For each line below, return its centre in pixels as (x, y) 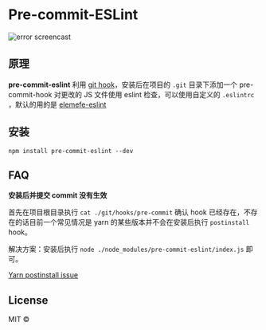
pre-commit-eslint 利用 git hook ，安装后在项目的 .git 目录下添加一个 (123, 84)
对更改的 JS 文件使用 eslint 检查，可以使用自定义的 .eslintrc (154, 94)
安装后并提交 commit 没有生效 (58, 195)
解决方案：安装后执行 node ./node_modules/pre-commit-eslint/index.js (126, 249)
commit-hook (30, 94)
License (28, 300)
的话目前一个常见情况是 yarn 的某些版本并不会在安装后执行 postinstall (132, 222)
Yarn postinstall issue (43, 275)
